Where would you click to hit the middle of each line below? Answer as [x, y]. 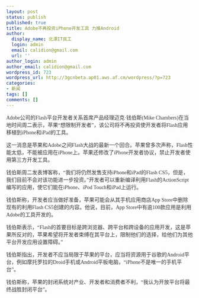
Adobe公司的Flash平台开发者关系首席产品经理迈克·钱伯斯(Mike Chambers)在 [95, 118]
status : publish [26, 17]
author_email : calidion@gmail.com [49, 67]
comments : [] [22, 100]
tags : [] [17, 94]
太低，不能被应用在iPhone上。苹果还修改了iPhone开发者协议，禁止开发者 [98, 153]
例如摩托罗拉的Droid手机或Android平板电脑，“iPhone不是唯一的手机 [97, 262]
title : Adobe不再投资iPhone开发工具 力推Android [63, 28]
